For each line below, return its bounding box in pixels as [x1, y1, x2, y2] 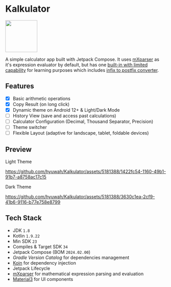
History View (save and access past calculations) [12, 113, 116, 119]
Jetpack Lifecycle [12, 265, 50, 271]
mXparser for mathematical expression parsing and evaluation [12, 271, 144, 277]
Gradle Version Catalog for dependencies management [12, 254, 129, 260]
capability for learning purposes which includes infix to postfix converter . [5, 67, 159, 73]
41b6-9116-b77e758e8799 [5, 199, 61, 205]
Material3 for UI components [12, 276, 74, 282]
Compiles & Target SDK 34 [12, 243, 68, 250]
